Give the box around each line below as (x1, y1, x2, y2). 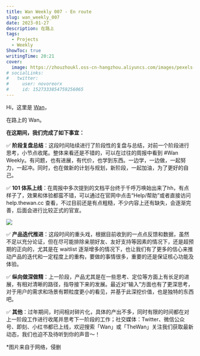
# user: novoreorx (6, 81, 62, 87)
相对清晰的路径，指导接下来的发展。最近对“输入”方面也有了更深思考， (21, 280, 193, 287)
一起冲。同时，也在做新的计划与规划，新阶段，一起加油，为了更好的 (16, 164, 183, 171)
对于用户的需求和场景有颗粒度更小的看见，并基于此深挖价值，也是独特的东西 (6, 288, 194, 295)
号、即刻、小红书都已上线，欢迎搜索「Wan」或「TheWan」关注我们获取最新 (6, 323, 194, 330)
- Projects (11, 36, 39, 42)
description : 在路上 (6, 25, 55, 32)
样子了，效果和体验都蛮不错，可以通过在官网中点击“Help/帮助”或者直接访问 (6, 192, 191, 199)
